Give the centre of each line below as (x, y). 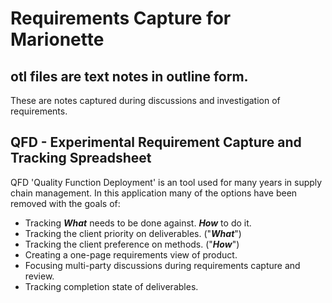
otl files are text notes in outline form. (129, 76)
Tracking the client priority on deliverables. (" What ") (133, 233)
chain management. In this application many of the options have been (154, 193)
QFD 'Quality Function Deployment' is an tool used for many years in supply (166, 182)
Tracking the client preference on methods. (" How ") (132, 244)
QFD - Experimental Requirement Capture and (156, 142)
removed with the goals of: (65, 203)
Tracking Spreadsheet (81, 158)
